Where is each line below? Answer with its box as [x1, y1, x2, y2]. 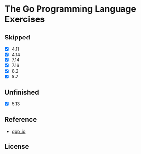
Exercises [4, 14, 45, 25]
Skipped [4, 33, 30, 41]
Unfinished [4, 88, 40, 96]
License [4, 142, 29, 151]
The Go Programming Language [4, 3, 136, 15]
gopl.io [11, 128, 26, 135]
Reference [4, 115, 37, 124]
